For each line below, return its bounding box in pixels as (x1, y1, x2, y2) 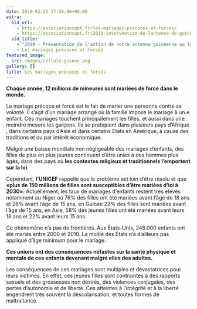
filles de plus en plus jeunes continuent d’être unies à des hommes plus (6, 151, 179, 159)
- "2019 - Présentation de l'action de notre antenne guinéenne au (16, 42, 185, 48)
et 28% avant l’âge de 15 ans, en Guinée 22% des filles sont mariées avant (6, 201, 186, 208)
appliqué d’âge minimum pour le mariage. (6, 237, 107, 244)
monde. (6, 91, 25, 98)
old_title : (11, 36, 38, 42)
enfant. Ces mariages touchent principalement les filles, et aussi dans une (6, 115, 185, 122)
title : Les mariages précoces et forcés (6, 69, 107, 75)
